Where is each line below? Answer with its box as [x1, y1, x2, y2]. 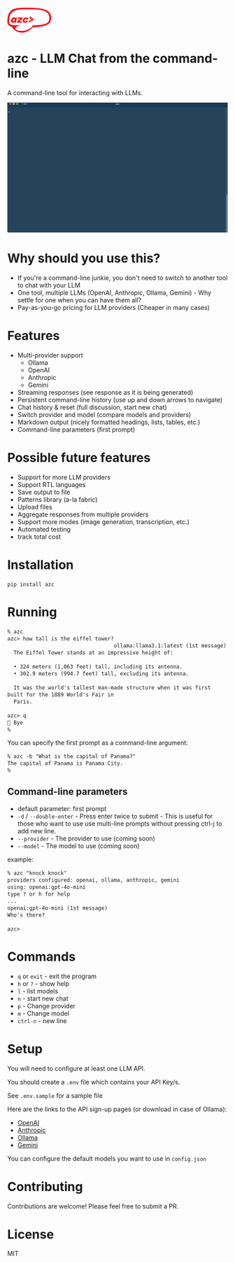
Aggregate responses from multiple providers [17, 510, 149, 518]
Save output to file [17, 488, 71, 497]
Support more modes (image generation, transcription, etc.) [17, 518, 190, 526]
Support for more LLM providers [17, 473, 111, 481]
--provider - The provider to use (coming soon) [17, 834, 155, 842]
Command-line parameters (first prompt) [17, 425, 135, 434]
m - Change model [17, 1009, 70, 1017]
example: [7, 855, 34, 863]
